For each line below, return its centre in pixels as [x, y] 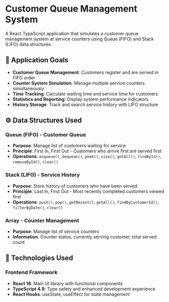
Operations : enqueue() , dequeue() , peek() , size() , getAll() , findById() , [87, 157]
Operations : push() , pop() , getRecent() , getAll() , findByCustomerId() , [86, 202]
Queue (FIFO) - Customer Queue [46, 135]
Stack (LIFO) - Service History [43, 175]
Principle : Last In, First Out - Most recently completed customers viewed [88, 191]
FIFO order [24, 78]
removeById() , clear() [35, 162]
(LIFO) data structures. [29, 44]
